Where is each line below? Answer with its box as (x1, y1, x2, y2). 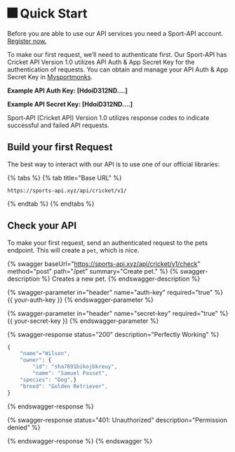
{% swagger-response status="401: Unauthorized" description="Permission (7, 416, 228, 424)
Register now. (7, 36, 47, 45)
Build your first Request (7, 141, 113, 153)
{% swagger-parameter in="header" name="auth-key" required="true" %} (7, 288, 223, 296)
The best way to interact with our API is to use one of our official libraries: (7, 160, 220, 168)
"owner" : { (20, 357, 52, 364)
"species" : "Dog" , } (20, 376, 77, 383)
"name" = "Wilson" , (20, 350, 71, 357)
